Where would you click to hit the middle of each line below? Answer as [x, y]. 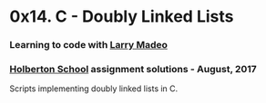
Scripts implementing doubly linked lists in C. [94, 89]
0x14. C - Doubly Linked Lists [122, 17]
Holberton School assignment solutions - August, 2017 [133, 70]
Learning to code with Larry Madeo [89, 45]
